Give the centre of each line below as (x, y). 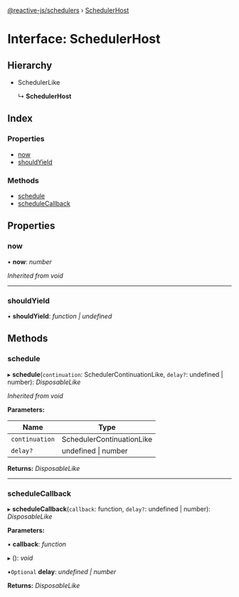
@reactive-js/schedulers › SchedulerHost (68, 10)
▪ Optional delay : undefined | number (62, 571)
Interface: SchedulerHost (84, 39)
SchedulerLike (39, 82)
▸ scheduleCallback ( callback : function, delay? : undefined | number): (109, 509)
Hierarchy (30, 65)
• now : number (30, 261)
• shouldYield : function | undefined (60, 316)
